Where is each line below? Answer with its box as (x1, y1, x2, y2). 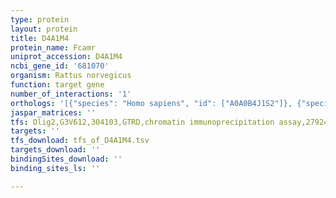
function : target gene (10, 80, 105, 90)
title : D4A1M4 (10, 33, 70, 43)
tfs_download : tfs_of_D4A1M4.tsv (10, 136, 150, 146)
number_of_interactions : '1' (10, 89, 132, 99)
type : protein (10, 14, 70, 25)
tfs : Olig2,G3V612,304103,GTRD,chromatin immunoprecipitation (10, 117, 275, 127)
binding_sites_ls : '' (10, 163, 101, 173)
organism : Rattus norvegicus (10, 71, 132, 81)
